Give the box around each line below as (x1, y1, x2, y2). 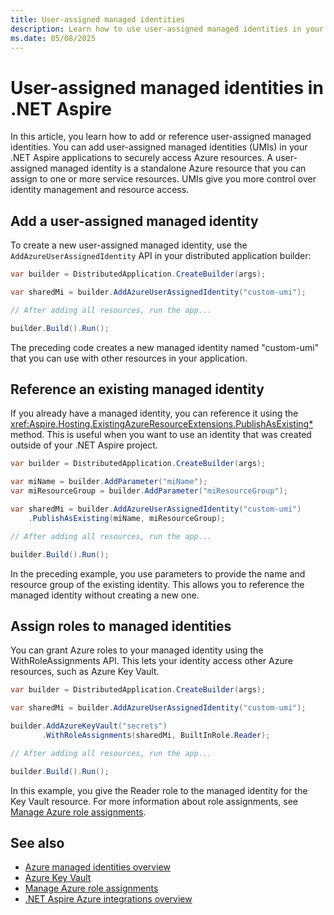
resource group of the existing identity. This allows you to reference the (10, 578, 305, 590)
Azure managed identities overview (24, 861, 171, 873)
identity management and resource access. (10, 184, 190, 196)
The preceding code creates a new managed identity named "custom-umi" (10, 341, 320, 353)
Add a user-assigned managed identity (10, 212, 259, 230)
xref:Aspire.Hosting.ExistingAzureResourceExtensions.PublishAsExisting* (10, 418, 314, 430)
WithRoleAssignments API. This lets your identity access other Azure (10, 655, 293, 667)
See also (10, 835, 65, 852)
